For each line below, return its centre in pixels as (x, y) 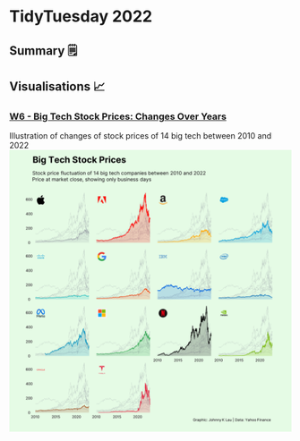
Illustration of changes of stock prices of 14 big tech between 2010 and (141, 136)
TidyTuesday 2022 (81, 17)
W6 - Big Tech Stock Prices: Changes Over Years (118, 116)
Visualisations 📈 (57, 86)
